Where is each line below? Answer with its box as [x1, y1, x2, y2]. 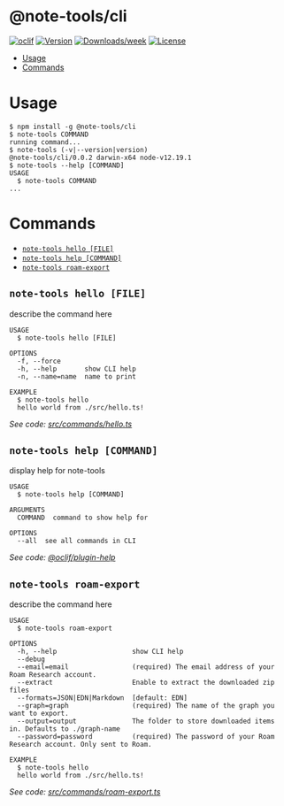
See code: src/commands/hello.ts [9, 418, 133, 429]
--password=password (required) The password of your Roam [17, 733, 275, 741]
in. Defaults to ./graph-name [9, 725, 121, 733]
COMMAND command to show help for [17, 513, 149, 523]
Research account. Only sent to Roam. [9, 741, 152, 749]
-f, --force [17, 357, 62, 365]
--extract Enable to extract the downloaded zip [17, 679, 275, 687]
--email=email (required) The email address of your [17, 663, 275, 672]
